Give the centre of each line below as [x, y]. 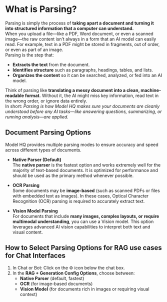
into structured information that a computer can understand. [69, 28]
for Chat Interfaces [35, 256]
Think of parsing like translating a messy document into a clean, [72, 90]
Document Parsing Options [48, 133]
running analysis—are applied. [37, 116]
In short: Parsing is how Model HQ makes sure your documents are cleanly [82, 106]
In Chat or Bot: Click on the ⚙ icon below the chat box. [68, 267]
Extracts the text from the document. [51, 64]
